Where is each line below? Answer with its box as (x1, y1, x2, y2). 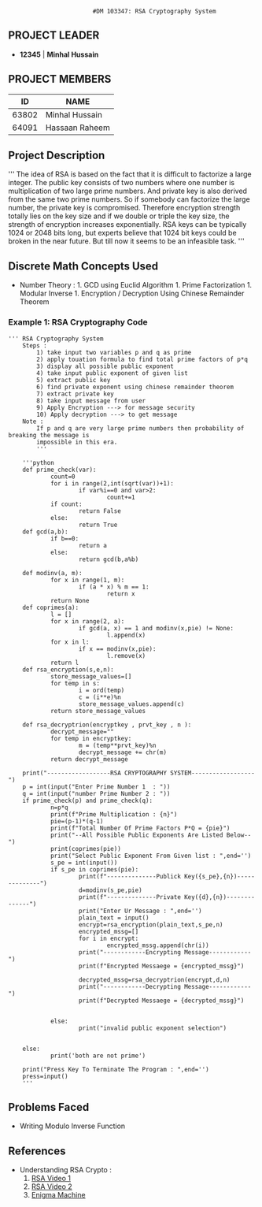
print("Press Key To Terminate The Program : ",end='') (22, 1065, 210, 1073)
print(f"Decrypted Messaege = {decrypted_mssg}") (78, 997, 245, 1005)
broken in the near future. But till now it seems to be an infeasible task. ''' (8, 236, 245, 246)
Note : (22, 418, 44, 425)
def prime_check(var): (22, 466, 97, 474)
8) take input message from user (36, 396, 146, 405)
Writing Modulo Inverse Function (19, 1121, 126, 1131)
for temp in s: (50, 679, 101, 687)
